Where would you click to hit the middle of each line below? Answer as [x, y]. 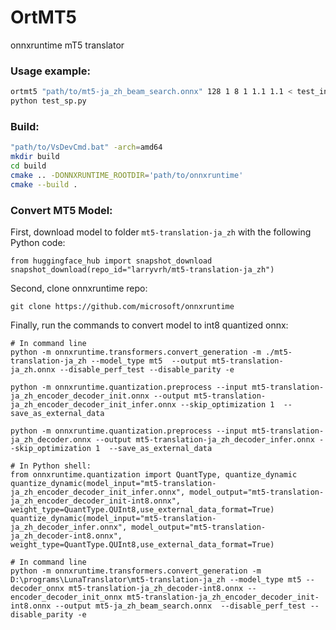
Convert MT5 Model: [61, 210]
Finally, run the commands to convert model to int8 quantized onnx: [149, 325]
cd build [28, 166]
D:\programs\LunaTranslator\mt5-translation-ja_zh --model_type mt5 [156, 579]
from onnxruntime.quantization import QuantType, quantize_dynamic [154, 474]
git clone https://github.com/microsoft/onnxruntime [122, 306]
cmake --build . [44, 184]
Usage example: [50, 71]
